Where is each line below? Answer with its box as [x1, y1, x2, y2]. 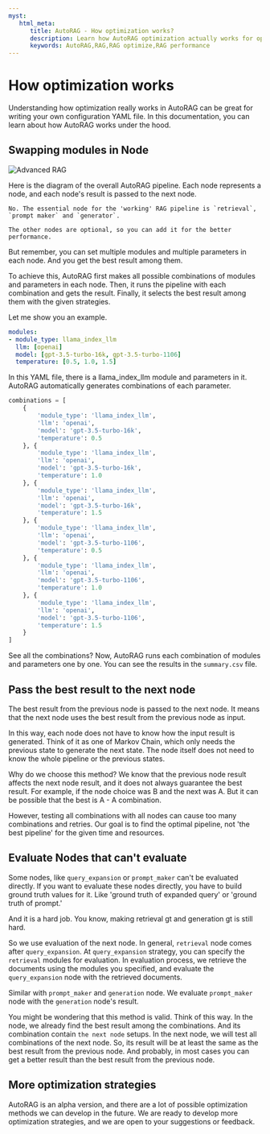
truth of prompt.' [8, 898, 63, 908]
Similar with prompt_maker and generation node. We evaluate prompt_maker [8, 987, 253, 997]
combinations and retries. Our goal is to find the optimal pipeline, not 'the [8, 819, 251, 829]
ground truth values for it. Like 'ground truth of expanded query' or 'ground [8, 889, 257, 899]
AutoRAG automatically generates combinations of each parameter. [8, 381, 231, 391]
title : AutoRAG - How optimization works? [29, 27, 174, 35]
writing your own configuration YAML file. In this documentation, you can [8, 112, 250, 122]
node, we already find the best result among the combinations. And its [8, 1020, 241, 1030]
